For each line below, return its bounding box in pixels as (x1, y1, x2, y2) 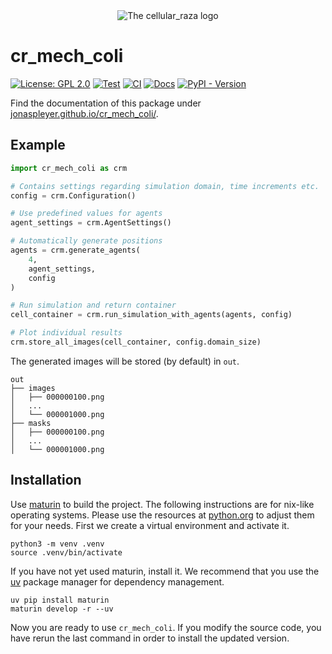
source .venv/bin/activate (10, 547, 123, 558)
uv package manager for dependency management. (10, 575, 225, 588)
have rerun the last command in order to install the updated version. (10, 632, 290, 644)
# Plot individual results (10, 328, 123, 338)
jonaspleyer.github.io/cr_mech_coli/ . (10, 107, 159, 119)
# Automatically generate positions (10, 236, 163, 246)
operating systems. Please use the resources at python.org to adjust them (10, 509, 315, 521)
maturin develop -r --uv (10, 604, 114, 614)
